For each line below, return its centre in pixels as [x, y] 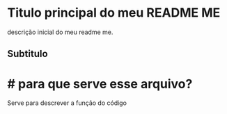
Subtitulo [28, 54]
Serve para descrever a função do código [67, 103]
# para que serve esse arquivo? [100, 84]
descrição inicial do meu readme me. [60, 32]
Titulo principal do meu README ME [114, 13]
